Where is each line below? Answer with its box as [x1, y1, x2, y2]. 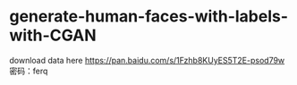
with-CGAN [9, 25, 97, 46]
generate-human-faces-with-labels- [9, 6, 289, 27]
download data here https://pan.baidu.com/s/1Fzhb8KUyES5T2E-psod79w [9, 55, 285, 65]
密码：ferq [9, 65, 48, 76]
